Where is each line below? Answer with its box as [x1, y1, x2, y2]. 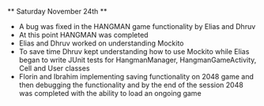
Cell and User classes [18, 64, 90, 73]
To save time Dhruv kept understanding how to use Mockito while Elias [18, 47, 250, 56]
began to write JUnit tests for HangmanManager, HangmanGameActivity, [18, 55, 257, 64]
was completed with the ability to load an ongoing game [18, 89, 202, 97]
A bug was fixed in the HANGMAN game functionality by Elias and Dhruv [18, 22, 256, 31]
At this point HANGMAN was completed [18, 31, 149, 39]
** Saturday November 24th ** [7, 7, 107, 16]
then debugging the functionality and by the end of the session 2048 [18, 80, 244, 90]
